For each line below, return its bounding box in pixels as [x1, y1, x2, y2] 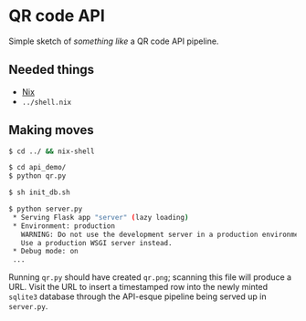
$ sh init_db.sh [8, 188, 70, 197]
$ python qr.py [8, 171, 67, 181]
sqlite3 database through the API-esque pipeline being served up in [8, 291, 267, 302]
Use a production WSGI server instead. [20, 238, 173, 247]
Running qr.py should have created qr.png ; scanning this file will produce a [8, 272, 292, 283]
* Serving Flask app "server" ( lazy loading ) [12, 212, 189, 222]
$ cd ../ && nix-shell [8, 147, 95, 156]
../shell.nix [21, 98, 72, 107]
